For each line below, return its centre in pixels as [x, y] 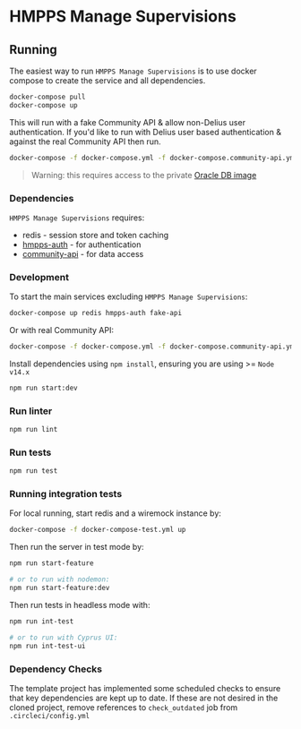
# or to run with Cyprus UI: [64, 638]
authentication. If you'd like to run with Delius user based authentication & [146, 132]
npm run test [34, 471]
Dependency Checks [56, 669]
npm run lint [34, 430]
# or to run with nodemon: [60, 579]
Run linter [31, 411]
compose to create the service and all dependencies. [107, 81]
